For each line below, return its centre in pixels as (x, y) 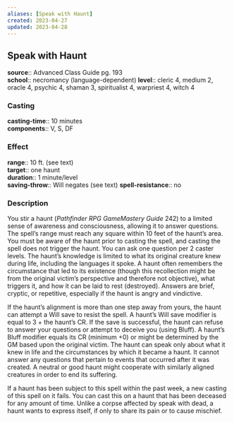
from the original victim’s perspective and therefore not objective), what (111, 279)
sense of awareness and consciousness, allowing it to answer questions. (113, 226)
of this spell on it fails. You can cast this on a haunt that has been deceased (117, 396)
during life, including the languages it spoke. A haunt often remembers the (115, 264)
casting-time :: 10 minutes (45, 121)
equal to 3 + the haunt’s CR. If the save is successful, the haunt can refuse (115, 322)
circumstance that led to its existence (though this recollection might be (111, 271)
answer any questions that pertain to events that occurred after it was (109, 360)
